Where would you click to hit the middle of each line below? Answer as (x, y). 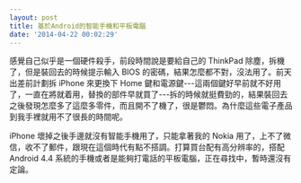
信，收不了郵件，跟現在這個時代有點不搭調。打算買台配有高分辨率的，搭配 (147, 147)
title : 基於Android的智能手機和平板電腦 (78, 26)
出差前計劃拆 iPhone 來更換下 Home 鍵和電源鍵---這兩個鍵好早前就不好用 (145, 83)
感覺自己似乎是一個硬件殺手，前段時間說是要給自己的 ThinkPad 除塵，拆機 (147, 61)
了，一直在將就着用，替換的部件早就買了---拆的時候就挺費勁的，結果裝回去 (149, 94)
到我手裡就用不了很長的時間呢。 (68, 117)
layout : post (34, 17)
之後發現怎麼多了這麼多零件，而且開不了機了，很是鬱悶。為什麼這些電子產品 (151, 106)
